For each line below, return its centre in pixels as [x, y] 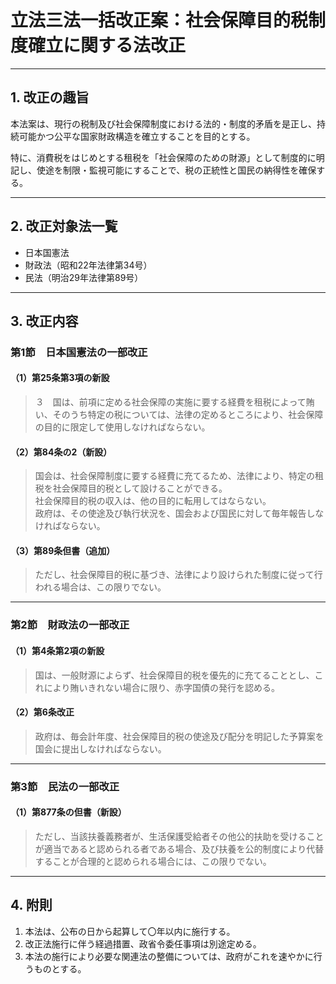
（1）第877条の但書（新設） [68, 812]
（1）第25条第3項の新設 [60, 378]
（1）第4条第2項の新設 [57, 650]
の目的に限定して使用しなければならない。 [122, 427]
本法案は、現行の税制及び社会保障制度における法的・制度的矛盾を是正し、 [163, 123]
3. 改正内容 [44, 321]
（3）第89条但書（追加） [63, 550]
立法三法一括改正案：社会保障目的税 [159, 20]
